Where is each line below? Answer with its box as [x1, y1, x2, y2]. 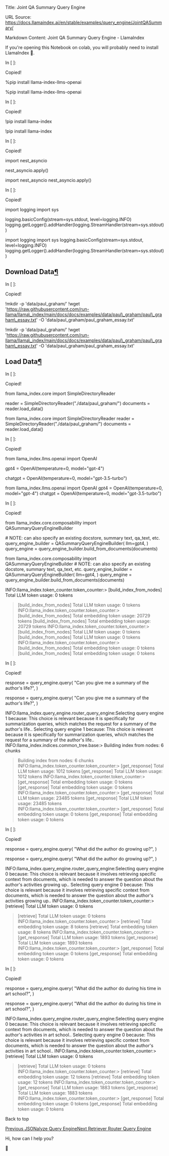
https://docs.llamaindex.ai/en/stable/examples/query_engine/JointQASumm [5, 20, 162, 25]
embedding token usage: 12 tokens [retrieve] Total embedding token [17, 1074, 160, 1080]
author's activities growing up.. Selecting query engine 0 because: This [5, 881, 153, 887]
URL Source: [5, 14, 32, 20]
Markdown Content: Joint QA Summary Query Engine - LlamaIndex [5, 35, 145, 40]
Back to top [5, 1116, 29, 1122]
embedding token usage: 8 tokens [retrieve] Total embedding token [17, 923, 158, 929]
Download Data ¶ [5, 268, 59, 276]
